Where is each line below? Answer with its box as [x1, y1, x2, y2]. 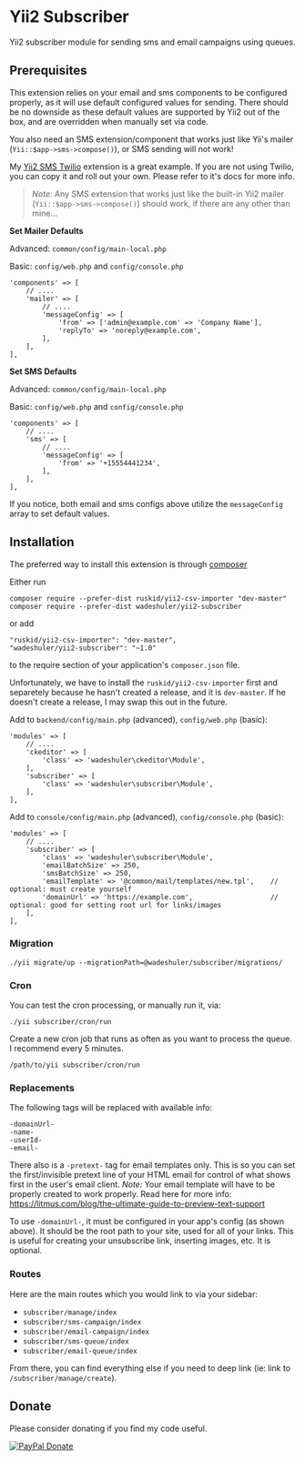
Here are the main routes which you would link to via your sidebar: [9, 1288, 258, 1299]
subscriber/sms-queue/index [22, 1336, 129, 1346]
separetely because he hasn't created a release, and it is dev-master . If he [9, 686, 287, 697]
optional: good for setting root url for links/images [9, 900, 222, 909]
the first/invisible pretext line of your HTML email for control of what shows [9, 1170, 291, 1181]
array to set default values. [9, 508, 110, 519]
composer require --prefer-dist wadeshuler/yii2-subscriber [9, 602, 243, 611]
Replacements [9, 1081, 75, 1094]
